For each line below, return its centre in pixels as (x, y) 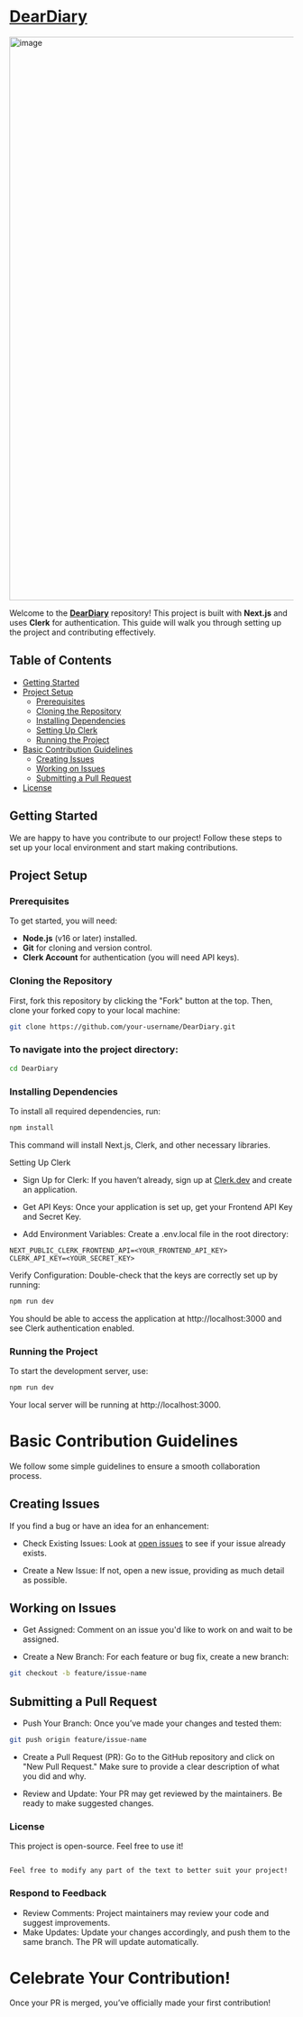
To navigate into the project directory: (94, 1050)
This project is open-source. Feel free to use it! (96, 1847)
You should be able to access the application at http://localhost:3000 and (146, 1318)
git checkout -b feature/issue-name (78, 1673)
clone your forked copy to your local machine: (95, 1010)
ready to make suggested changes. (88, 1803)
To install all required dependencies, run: (85, 1111)
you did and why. (54, 1776)
